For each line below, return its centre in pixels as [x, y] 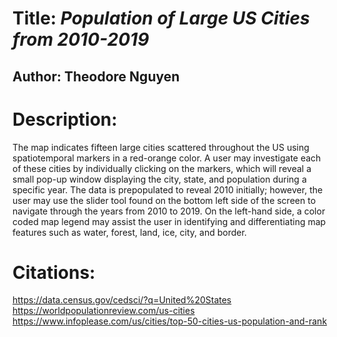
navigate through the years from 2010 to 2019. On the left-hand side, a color [169, 211]
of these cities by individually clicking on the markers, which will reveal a [162, 168]
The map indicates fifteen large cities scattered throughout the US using [161, 147]
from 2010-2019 [81, 39]
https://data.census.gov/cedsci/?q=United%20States [122, 300]
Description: [65, 119]
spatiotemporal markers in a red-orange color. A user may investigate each [167, 158]
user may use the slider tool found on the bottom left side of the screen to [164, 200]
